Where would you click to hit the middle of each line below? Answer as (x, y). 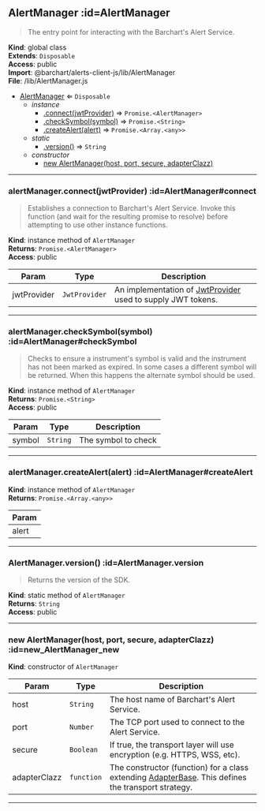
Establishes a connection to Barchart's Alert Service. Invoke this (131, 208)
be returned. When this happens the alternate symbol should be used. (141, 376)
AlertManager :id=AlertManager (89, 13)
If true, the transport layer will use (172, 745)
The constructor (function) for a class (179, 768)
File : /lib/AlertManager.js (48, 80)
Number (82, 727)
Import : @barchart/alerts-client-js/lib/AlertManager (92, 72)
